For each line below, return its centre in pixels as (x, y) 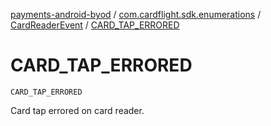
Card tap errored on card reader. (77, 110)
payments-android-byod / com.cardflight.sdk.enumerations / (136, 14)
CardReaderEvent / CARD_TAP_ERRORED (95, 25)
